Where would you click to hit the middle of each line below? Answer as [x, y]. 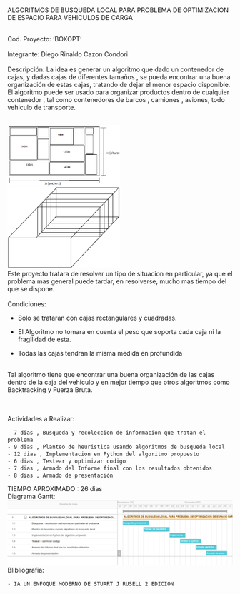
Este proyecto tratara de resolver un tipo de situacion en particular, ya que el [120, 274]
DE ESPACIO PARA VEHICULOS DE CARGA [70, 17]
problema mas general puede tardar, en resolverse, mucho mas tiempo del [117, 281]
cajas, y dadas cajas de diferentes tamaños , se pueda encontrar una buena [119, 77]
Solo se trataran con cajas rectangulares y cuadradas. [97, 318]
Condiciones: [27, 304]
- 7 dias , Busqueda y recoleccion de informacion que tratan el [106, 433]
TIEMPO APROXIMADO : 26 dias [55, 489]
